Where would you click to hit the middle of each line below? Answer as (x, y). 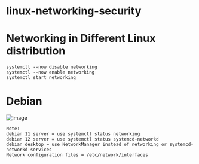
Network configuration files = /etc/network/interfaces (77, 155)
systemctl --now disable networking (52, 67)
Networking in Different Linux (81, 39)
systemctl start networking (41, 78)
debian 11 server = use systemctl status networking (73, 134)
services (41, 150)
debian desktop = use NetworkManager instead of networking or (87, 145)
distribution (36, 51)
